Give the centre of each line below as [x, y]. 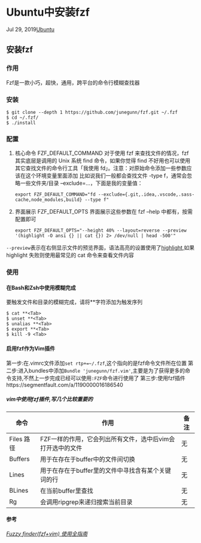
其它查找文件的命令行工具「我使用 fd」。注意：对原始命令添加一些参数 [101, 168]
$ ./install [21, 123]
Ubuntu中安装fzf [48, 12]
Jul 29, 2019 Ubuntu [31, 29]
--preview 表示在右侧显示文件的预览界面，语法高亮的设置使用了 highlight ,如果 [100, 248]
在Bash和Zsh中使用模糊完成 [41, 287]
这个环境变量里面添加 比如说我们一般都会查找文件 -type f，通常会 [106, 176]
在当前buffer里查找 [67, 491]
